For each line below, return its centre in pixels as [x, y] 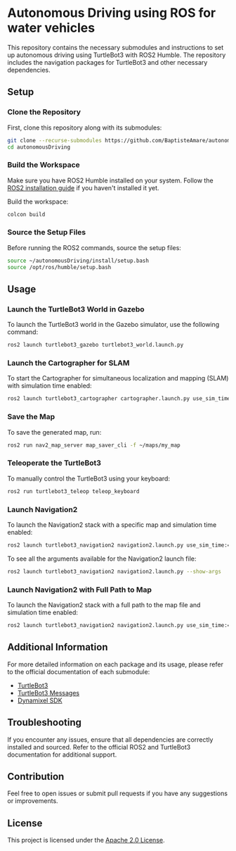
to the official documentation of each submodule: [79, 671]
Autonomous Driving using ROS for [112, 13]
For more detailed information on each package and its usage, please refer [115, 664]
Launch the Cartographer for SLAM [68, 363]
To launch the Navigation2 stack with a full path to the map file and [104, 605]
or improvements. [33, 801]
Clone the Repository [44, 112]
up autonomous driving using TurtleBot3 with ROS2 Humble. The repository [117, 55]
